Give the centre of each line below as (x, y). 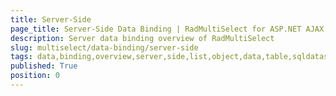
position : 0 (35, 76)
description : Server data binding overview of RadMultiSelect (142, 38)
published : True (44, 66)
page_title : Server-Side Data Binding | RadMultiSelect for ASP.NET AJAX (167, 29)
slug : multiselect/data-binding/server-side (104, 47)
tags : (21, 57)
